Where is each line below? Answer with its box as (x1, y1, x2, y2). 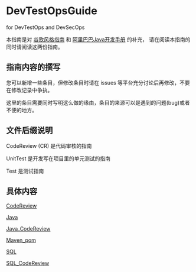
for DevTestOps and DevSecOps (6, 24, 85, 31)
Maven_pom (6, 237, 37, 244)
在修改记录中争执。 (6, 86, 53, 93)
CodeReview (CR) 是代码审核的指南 (6, 142, 92, 149)
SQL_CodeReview (6, 260, 50, 267)
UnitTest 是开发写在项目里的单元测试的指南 (6, 155, 111, 162)
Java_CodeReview (6, 225, 51, 232)
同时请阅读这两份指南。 (6, 43, 63, 50)
